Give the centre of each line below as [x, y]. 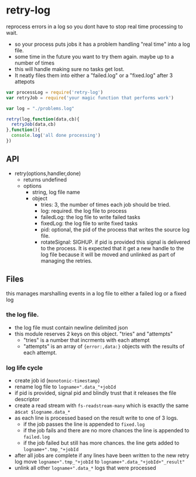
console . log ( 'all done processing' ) [56, 136]
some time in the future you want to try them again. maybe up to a [94, 56]
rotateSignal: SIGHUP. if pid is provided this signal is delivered [115, 242]
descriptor [27, 399]
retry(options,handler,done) [48, 173]
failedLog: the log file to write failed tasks [90, 217]
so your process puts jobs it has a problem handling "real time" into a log [102, 44]
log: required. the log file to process [84, 211]
